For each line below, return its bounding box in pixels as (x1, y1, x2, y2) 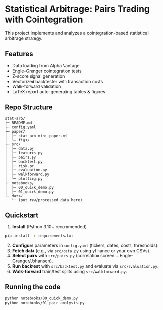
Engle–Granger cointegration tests (12, 68, 82, 74)
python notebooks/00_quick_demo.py (5, 296, 78, 301)
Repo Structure (5, 103, 53, 112)
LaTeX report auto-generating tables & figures (12, 88, 106, 94)
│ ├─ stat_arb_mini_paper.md (5, 133, 67, 138)
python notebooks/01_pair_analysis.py (5, 300, 85, 305)
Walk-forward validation (12, 84, 61, 89)
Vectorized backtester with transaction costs (12, 78, 103, 84)
